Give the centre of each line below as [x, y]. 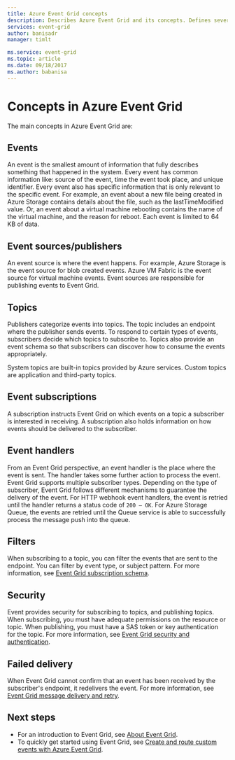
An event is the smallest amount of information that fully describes [103, 164]
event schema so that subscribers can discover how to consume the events [116, 346]
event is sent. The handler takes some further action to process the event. [114, 475]
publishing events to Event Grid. [53, 286]
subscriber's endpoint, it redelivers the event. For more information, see [111, 688]
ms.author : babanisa [37, 72]
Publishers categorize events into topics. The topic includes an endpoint [111, 324]
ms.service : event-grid [42, 52]
